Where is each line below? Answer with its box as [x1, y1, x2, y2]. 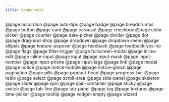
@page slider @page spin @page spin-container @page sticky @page [5, 80, 152, 86]
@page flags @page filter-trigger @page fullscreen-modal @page [5, 48, 143, 54]
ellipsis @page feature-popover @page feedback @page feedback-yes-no [5, 42, 161, 48]
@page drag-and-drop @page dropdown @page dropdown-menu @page [5, 37, 159, 43]
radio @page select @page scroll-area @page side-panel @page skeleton [5, 75, 160, 81]
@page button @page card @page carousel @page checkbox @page [5, 26, 150, 33]
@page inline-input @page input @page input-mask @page [14, 54, 139, 60]
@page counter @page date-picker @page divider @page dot [19, 32, 149, 38]
